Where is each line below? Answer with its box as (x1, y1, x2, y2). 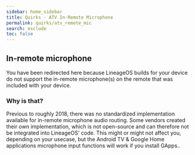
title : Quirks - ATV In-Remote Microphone (6, 14, 113, 20)
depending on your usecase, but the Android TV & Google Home (6, 136, 165, 143)
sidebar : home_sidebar (6, 8, 63, 15)
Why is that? (6, 96, 44, 105)
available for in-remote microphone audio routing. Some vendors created (6, 117, 186, 124)
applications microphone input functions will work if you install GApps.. (6, 142, 181, 150)
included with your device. (6, 81, 72, 89)
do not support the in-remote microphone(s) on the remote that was (6, 75, 173, 83)
